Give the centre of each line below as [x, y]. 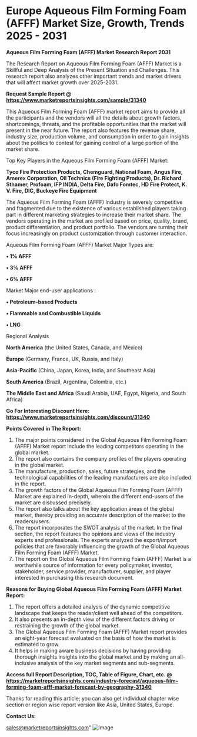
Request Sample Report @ [39, 94]
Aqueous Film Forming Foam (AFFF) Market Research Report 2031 [89, 52]
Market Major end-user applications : [51, 290]
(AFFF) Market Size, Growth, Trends [95, 23]
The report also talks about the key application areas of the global [94, 508]
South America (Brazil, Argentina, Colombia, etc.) [66, 382]
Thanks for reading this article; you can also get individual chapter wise [93, 698]
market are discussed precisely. [53, 503]
